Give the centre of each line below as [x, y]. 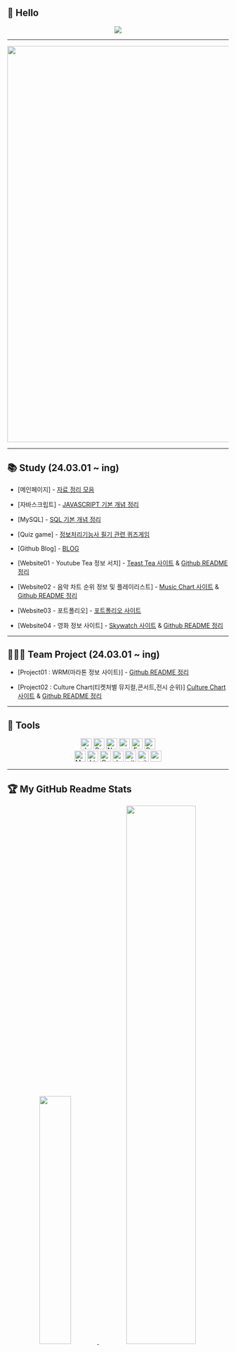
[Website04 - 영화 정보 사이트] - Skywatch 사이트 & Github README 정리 [120, 625]
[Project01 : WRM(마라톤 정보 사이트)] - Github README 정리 [103, 672]
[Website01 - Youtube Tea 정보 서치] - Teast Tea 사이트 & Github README [123, 563]
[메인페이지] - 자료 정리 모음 [56, 489]
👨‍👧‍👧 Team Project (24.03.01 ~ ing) [84, 655]
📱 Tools [24, 725]
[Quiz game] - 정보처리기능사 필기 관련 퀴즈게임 [84, 534]
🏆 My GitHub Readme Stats [70, 789]
